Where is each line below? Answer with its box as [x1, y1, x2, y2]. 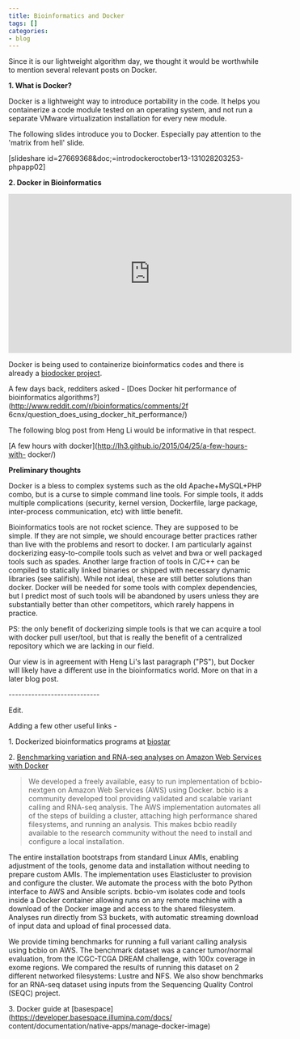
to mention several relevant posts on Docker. [8, 65, 158, 75]
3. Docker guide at [8, 1004, 70, 1014]
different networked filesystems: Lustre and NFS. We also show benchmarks [8, 971, 264, 981]
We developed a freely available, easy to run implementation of [27, 777, 239, 787]
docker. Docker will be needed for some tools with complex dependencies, [8, 583, 258, 593]
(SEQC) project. [8, 988, 61, 999]
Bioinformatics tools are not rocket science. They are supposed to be [8, 522, 239, 532]
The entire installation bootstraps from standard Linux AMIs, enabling [8, 852, 239, 862]
